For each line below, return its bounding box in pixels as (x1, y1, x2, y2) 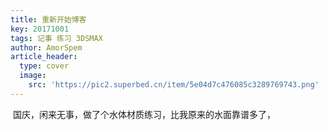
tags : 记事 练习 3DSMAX (10, 33, 103, 43)
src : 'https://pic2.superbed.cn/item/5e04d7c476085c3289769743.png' (28, 80, 320, 90)
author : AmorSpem (10, 42, 83, 53)
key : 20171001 (10, 24, 70, 34)
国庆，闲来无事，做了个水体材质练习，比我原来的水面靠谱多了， (12, 108, 276, 120)
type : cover (19, 61, 70, 71)
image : (19, 71, 47, 81)
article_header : (10, 52, 78, 62)
